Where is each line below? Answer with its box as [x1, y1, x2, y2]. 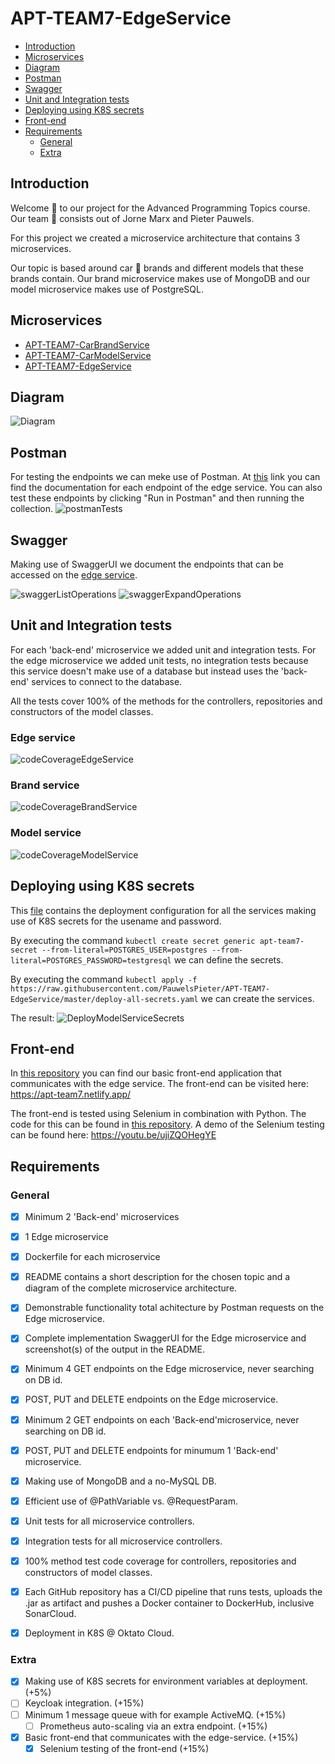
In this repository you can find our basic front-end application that [10, 1067, 282, 1079]
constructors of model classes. [24, 1566, 153, 1578]
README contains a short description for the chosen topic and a [24, 1271, 291, 1283]
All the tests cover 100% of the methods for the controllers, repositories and [10, 695, 323, 707]
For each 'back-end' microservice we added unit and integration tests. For [10, 643, 317, 656]
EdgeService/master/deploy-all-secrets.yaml [10, 994, 199, 1004]
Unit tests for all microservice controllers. [24, 1515, 195, 1527]
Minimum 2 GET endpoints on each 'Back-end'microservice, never [24, 1413, 300, 1426]
